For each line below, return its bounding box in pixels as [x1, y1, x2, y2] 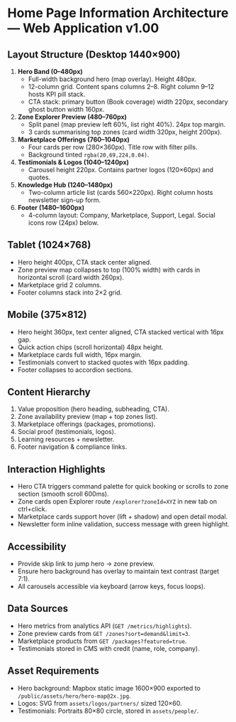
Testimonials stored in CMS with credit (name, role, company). [17, 644, 200, 652]
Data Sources [7, 602, 69, 615]
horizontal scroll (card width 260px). [17, 272, 124, 282]
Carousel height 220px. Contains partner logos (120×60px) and [28, 166, 214, 174]
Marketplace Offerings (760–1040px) [17, 135, 130, 144]
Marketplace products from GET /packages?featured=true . [17, 637, 187, 645]
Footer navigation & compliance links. [17, 442, 128, 451]
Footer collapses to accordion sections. [17, 365, 133, 374]
